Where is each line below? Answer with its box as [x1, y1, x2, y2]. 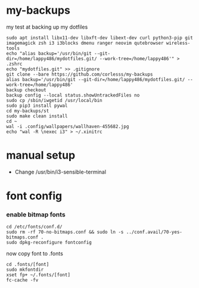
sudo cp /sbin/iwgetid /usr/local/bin [6, 97, 102, 103]
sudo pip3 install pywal [6, 103, 68, 109]
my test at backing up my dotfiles [6, 23, 88, 30]
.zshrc [6, 61, 23, 67]
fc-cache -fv [6, 277, 39, 283]
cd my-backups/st [6, 108, 49, 114]
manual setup [6, 148, 76, 162]
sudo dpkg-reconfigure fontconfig [6, 240, 92, 246]
